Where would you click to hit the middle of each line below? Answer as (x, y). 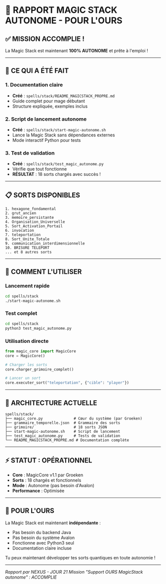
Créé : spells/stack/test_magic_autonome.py (58, 164)
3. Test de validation (30, 153)
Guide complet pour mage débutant (49, 101)
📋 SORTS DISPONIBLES (43, 195)
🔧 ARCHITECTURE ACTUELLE (51, 403)
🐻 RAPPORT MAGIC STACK (61, 10)
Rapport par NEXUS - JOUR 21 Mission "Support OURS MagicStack (74, 572)
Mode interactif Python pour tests (46, 140)
